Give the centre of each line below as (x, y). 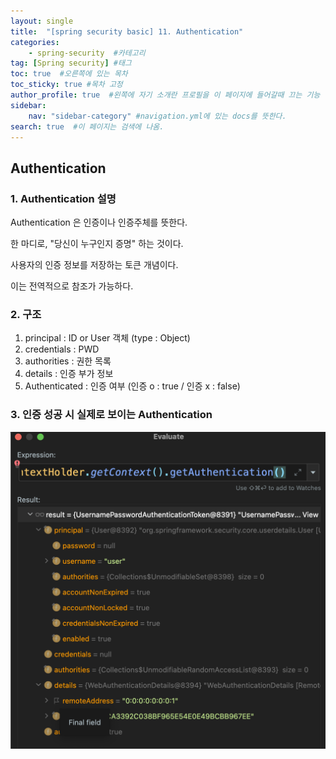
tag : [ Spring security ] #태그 (71, 63)
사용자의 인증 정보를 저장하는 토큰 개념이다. (94, 265)
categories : (35, 42)
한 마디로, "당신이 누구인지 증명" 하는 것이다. (97, 244)
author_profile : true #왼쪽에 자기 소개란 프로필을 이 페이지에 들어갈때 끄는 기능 (165, 95)
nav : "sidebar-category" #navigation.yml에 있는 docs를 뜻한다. (157, 116)
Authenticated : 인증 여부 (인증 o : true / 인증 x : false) (132, 386)
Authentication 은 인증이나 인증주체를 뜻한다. (99, 222)
